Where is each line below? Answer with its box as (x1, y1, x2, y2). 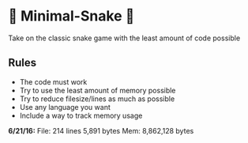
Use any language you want (19, 102, 111, 111)
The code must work (19, 77, 88, 86)
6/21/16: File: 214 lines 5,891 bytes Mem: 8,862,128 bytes (8, 126, 194, 135)
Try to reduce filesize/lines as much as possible (19, 94, 175, 103)
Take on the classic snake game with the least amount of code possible (8, 33, 241, 43)
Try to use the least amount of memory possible (19, 85, 176, 95)
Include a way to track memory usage (19, 111, 143, 120)
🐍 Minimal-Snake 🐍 (8, 7, 135, 25)
